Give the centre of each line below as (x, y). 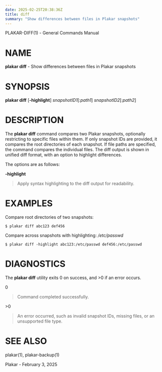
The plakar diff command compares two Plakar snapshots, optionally (75, 134)
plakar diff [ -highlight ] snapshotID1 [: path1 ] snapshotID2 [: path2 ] (71, 100)
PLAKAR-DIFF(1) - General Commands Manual (52, 33)
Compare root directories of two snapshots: (49, 217)
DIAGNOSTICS (35, 264)
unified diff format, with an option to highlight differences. (64, 155)
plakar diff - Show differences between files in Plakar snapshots (71, 67)
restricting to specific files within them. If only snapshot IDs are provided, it (81, 139)
